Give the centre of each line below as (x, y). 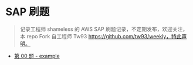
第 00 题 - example (37, 56)
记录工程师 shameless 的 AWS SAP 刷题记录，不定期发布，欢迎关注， (104, 29)
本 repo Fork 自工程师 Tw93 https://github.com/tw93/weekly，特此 (101, 36)
